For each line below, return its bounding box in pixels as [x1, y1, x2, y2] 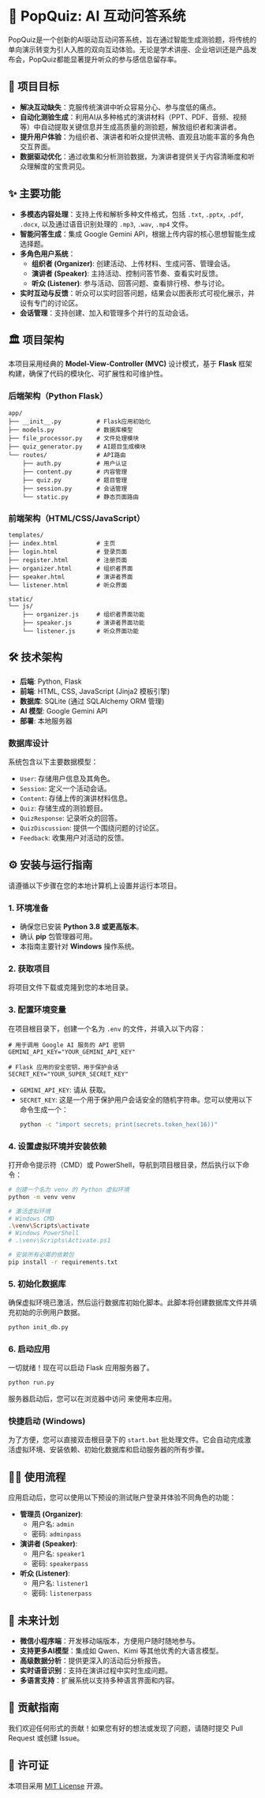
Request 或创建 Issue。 [8, 1733, 84, 1743]
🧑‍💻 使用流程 [8, 1470, 66, 1484]
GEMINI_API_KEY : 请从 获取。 [19, 1084, 110, 1094]
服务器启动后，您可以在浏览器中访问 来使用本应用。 [8, 1394, 176, 1403]
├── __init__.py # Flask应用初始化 [8, 418, 151, 425]
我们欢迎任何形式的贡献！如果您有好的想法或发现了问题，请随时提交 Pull [8, 1723, 243, 1732]
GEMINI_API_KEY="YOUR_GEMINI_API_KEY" [8, 1047, 136, 1056]
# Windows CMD [8, 1215, 55, 1223]
